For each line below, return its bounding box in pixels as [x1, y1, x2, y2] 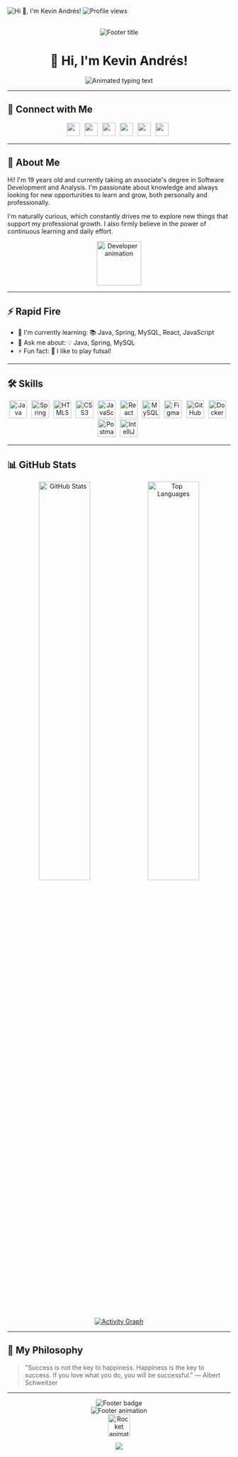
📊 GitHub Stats [7, 458, 76, 471]
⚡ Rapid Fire [7, 305, 62, 317]
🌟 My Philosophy [7, 1344, 84, 1356]
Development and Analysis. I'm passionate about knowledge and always [7, 183, 218, 192]
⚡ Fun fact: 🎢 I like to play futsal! [17, 347, 112, 355]
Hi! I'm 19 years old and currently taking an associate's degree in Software [7, 175, 225, 184]
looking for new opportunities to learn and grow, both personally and [7, 190, 208, 199]
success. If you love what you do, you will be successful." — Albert [24, 1370, 221, 1379]
